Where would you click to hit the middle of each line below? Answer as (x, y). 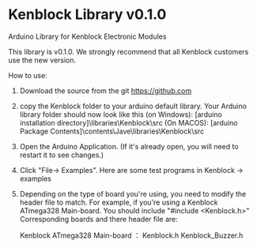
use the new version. (42, 60)
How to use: (28, 75)
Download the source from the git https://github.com (106, 90)
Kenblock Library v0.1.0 (87, 15)
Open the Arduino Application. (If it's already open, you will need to (129, 146)
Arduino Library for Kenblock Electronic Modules (87, 36)
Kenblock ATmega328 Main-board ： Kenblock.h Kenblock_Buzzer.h (131, 235)
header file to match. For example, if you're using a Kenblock (119, 202)
